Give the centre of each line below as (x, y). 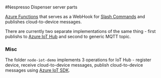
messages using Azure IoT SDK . (38, 70)
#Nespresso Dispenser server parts (41, 7)
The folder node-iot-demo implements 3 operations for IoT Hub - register (78, 60)
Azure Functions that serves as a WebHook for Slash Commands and (75, 16)
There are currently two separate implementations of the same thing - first (80, 31)
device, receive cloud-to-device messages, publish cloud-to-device (74, 65)
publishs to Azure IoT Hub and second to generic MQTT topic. (68, 37)
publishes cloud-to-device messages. (44, 22)
